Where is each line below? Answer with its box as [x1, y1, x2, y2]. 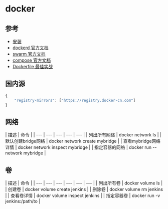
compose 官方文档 [12, 57, 51, 63]
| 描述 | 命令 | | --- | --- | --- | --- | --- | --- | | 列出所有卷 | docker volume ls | [5, 180, 163, 186]
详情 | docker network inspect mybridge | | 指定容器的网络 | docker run [5, 144, 152, 150]
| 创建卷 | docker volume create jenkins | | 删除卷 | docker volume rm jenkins [5, 186, 163, 192]
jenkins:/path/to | [5, 198, 41, 204]
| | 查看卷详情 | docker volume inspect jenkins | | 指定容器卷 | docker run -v [5, 192, 160, 198]
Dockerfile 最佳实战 [12, 64, 53, 69]
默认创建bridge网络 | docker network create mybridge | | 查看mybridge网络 [5, 138, 161, 144]
